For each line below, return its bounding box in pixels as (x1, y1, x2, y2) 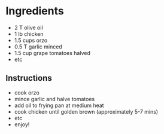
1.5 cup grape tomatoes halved (14, 49, 90, 56)
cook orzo (14, 89, 40, 96)
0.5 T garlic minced (14, 43, 62, 50)
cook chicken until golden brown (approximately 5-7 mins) (14, 108, 159, 115)
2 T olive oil (14, 24, 43, 31)
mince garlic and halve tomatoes (14, 95, 95, 102)
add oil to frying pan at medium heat (14, 102, 104, 109)
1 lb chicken (14, 30, 44, 37)
